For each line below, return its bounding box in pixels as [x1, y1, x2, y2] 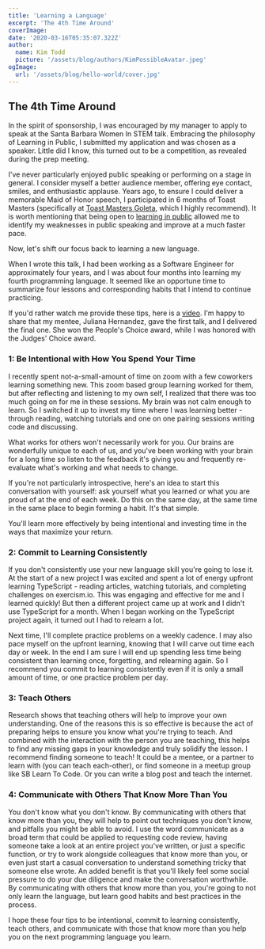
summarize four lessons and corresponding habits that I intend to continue [8, 284, 252, 294]
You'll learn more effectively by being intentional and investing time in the [8, 518, 248, 528]
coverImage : [8, 26, 47, 34]
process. [8, 900, 37, 909]
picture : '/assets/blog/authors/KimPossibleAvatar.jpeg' [15, 56, 207, 64]
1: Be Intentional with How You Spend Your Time [8, 353, 196, 364]
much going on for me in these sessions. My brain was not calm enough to [8, 397, 252, 406]
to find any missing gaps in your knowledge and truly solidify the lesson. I [8, 744, 248, 753]
